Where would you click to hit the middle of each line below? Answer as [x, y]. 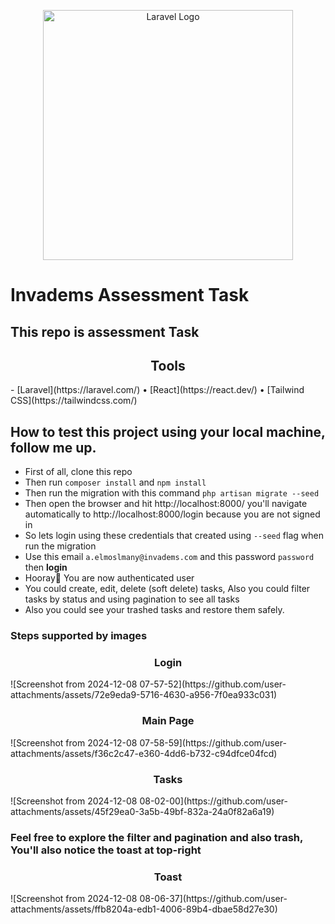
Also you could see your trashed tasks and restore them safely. [154, 610]
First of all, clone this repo [78, 472]
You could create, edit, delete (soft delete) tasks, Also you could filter [167, 589]
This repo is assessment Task [105, 331]
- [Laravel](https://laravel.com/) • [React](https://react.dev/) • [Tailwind [157, 390]
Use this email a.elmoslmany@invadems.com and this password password [169, 557]
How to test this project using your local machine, [168, 431]
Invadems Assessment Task [130, 295]
